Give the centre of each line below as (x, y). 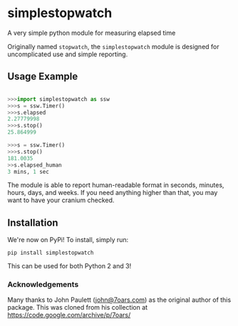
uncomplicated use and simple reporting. (68, 54)
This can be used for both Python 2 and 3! (69, 266)
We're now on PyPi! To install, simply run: (68, 240)
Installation (33, 222)
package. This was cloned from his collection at (78, 307)
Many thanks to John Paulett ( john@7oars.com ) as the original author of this (119, 300)
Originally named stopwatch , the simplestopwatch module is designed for (113, 46)
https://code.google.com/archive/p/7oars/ (69, 315)
